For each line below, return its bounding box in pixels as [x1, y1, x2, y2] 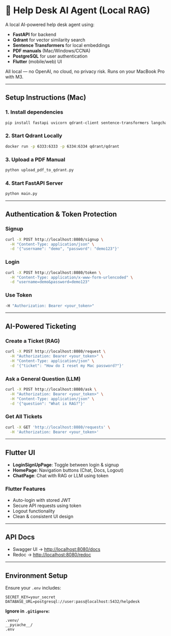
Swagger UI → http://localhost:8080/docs [12, 546, 101, 552]
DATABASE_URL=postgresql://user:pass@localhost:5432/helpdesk [5, 599, 140, 604]
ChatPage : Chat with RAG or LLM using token [12, 473, 108, 479]
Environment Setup [5, 571, 68, 580]
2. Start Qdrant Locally [5, 132, 63, 139]
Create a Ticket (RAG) [5, 337, 60, 344]
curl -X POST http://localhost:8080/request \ [5, 349, 106, 354]
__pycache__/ [5, 622, 33, 628]
